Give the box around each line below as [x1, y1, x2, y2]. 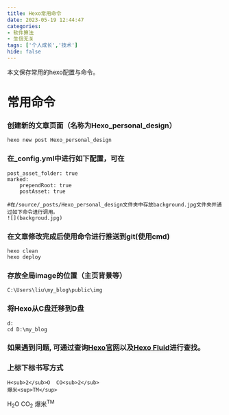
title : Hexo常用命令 [7, 10, 62, 17]
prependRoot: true [19, 182, 72, 189]
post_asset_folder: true [7, 169, 78, 177]
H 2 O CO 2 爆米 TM [7, 399, 55, 410]
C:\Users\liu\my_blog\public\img [7, 287, 103, 294]
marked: [7, 176, 29, 182]
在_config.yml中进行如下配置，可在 [7, 154, 125, 163]
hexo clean [7, 248, 38, 254]
